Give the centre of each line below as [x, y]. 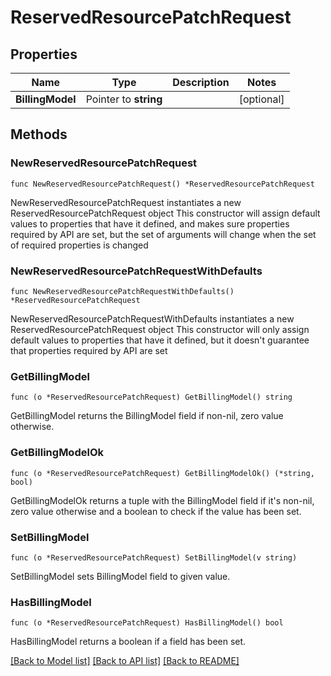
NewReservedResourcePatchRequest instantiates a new [126, 202]
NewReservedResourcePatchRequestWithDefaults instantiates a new [152, 318]
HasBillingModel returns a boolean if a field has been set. [128, 642]
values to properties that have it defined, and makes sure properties [150, 223]
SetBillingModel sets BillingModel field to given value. [120, 576]
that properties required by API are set [89, 350]
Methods [39, 134]
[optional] [261, 99]
